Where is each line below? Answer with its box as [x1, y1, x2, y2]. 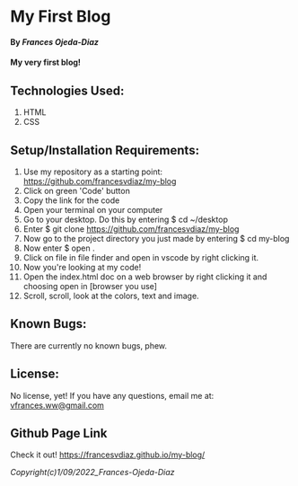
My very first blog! [10, 57, 82, 68]
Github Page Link [10, 426, 108, 441]
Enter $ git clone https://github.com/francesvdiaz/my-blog [22, 224, 240, 234]
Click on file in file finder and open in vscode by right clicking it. [22, 252, 259, 262]
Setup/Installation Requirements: [10, 142, 200, 158]
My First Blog [10, 6, 111, 27]
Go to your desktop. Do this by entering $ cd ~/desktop [22, 214, 228, 225]
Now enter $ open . [22, 243, 95, 253]
